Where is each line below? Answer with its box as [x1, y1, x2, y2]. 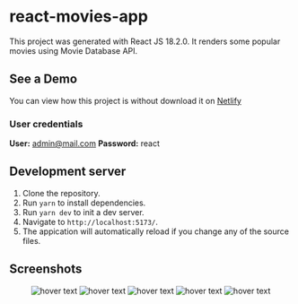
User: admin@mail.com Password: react [9, 138, 160, 149]
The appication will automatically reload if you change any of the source [22, 226, 290, 237]
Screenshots [9, 262, 83, 277]
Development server [9, 164, 127, 179]
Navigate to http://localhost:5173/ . [22, 216, 159, 227]
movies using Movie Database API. [9, 45, 138, 56]
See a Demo [9, 72, 78, 87]
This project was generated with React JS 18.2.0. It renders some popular [9, 36, 281, 47]
